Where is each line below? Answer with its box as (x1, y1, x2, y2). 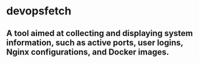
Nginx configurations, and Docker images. (6, 47, 169, 57)
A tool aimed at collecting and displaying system (6, 28, 194, 38)
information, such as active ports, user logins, (6, 37, 183, 47)
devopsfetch (6, 4, 71, 18)
